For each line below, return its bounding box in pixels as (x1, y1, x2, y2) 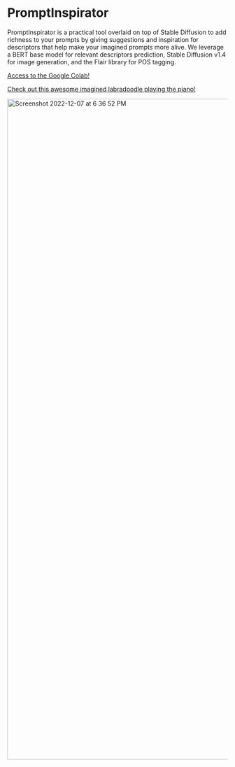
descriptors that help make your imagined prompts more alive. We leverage (7, 43, 224, 51)
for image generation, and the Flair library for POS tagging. (7, 57, 176, 66)
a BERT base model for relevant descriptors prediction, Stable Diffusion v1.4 (7, 50, 226, 59)
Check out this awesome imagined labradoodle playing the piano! (7, 85, 196, 93)
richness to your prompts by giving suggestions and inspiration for (7, 35, 199, 43)
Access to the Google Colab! (7, 71, 90, 80)
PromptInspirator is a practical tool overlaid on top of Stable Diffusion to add (7, 28, 227, 36)
